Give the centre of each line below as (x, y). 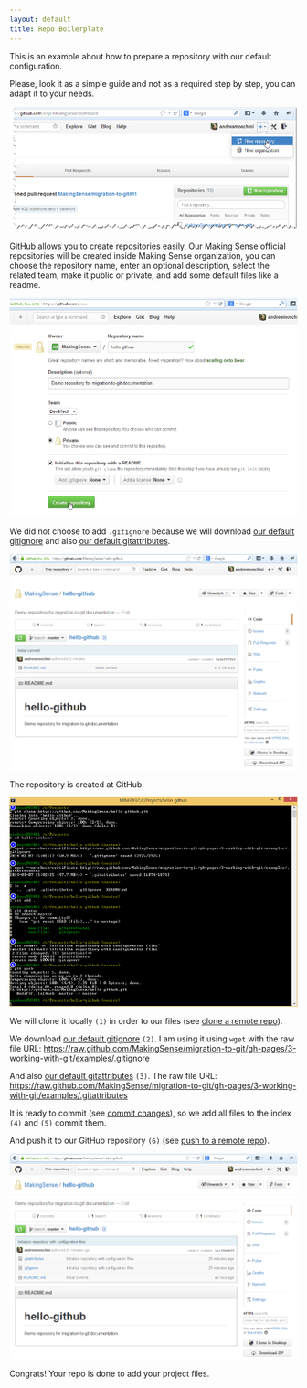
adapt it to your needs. (52, 93)
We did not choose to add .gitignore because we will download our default (152, 531)
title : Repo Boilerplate (57, 29)
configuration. (36, 66)
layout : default (40, 19)
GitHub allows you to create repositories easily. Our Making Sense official (148, 246)
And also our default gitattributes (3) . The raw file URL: (113, 1075)
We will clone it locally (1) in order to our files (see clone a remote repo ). (146, 1020)
